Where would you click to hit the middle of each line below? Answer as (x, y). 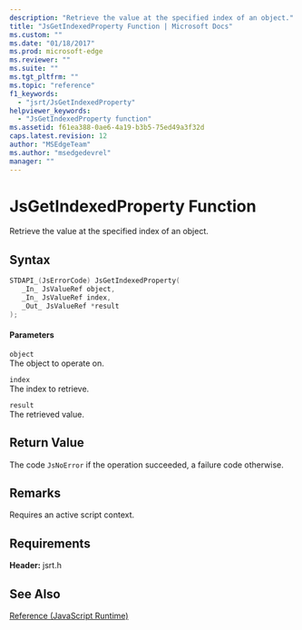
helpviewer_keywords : (50, 111)
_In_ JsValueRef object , (68, 290)
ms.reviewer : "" (40, 60)
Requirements (50, 543)
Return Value (47, 443)
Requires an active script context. (72, 515)
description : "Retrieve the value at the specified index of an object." (152, 18)
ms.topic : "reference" (52, 85)
